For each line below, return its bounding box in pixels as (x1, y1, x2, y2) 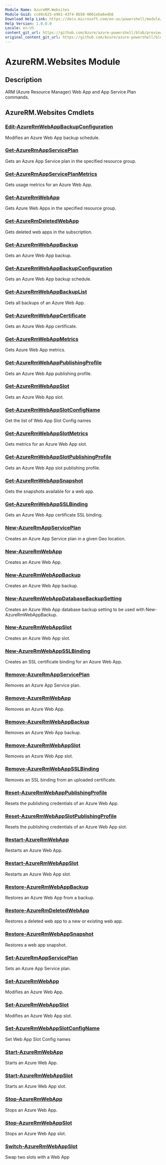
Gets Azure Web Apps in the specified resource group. (5, 205, 117, 211)
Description (5, 76, 42, 84)
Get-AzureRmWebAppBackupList (5, 288, 87, 295)
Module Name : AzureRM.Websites (5, 7, 70, 12)
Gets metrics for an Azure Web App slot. (5, 441, 87, 447)
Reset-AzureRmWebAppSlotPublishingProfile (5, 812, 117, 819)
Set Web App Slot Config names (5, 1036, 71, 1042)
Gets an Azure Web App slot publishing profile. (5, 465, 100, 470)
